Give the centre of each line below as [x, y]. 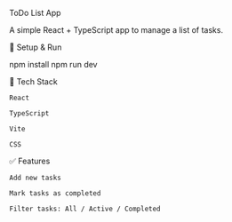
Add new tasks [36, 178]
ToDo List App [35, 13]
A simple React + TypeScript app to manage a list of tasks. [116, 30]
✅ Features [30, 161]
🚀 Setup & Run [36, 47]
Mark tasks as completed [55, 194]
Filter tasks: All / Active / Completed [85, 209]
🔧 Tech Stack [33, 82]
